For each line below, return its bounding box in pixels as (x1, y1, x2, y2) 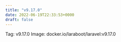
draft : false (5, 17, 33, 22)
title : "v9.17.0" (5, 7, 43, 13)
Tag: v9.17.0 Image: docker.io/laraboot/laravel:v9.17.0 (5, 31, 116, 37)
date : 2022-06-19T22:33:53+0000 (5, 12, 74, 17)
